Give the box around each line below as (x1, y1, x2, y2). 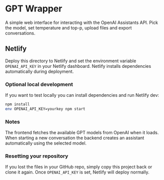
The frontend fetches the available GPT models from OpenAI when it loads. (5, 130, 159, 136)
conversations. (5, 30, 36, 36)
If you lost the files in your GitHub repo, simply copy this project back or (5, 164, 153, 170)
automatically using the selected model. (5, 140, 87, 146)
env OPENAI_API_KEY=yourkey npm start (5, 106, 85, 111)
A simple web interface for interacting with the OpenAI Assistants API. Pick (5, 19, 158, 25)
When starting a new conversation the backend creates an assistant (5, 135, 145, 141)
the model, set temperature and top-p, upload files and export (5, 24, 132, 30)
